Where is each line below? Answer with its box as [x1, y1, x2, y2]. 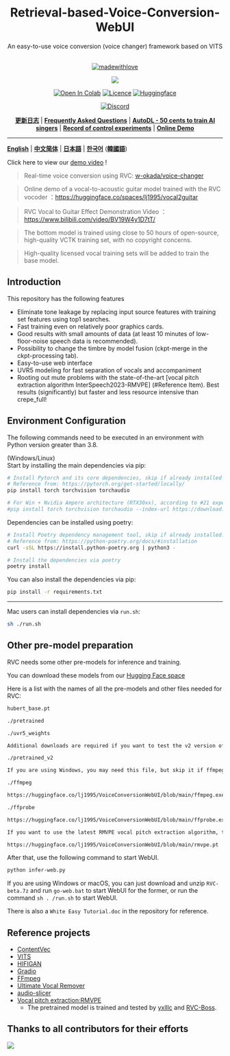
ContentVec [16, 945, 51, 954]
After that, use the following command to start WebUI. [7, 854, 159, 862]
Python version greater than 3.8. [7, 440, 98, 448]
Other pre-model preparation [7, 640, 133, 651]
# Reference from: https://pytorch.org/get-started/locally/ [7, 481, 186, 488]
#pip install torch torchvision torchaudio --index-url [7, 506, 170, 513]
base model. [23, 256, 60, 265]
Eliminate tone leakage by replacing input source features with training [16, 307, 216, 316]
